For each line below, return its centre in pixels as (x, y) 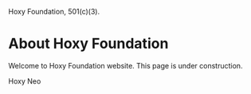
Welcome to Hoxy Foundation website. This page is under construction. (125, 65)
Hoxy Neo (25, 81)
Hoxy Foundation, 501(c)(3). (54, 12)
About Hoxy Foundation (88, 44)
